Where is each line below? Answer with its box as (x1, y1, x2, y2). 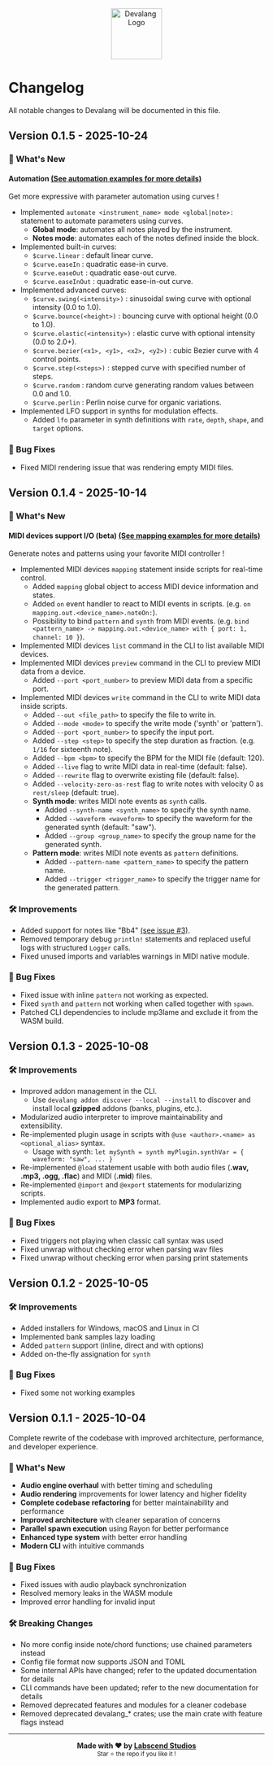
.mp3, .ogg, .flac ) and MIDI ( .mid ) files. (19, 1171, 153, 1181)
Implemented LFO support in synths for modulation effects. (19, 406, 219, 416)
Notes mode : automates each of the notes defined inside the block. (32, 234, 259, 243)
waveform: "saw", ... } (32, 1155, 114, 1163)
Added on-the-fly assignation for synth (19, 1349, 151, 1358)
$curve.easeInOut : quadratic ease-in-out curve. (32, 277, 193, 286)
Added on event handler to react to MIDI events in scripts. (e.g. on (32, 599, 251, 609)
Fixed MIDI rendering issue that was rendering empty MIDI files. (19, 462, 234, 472)
